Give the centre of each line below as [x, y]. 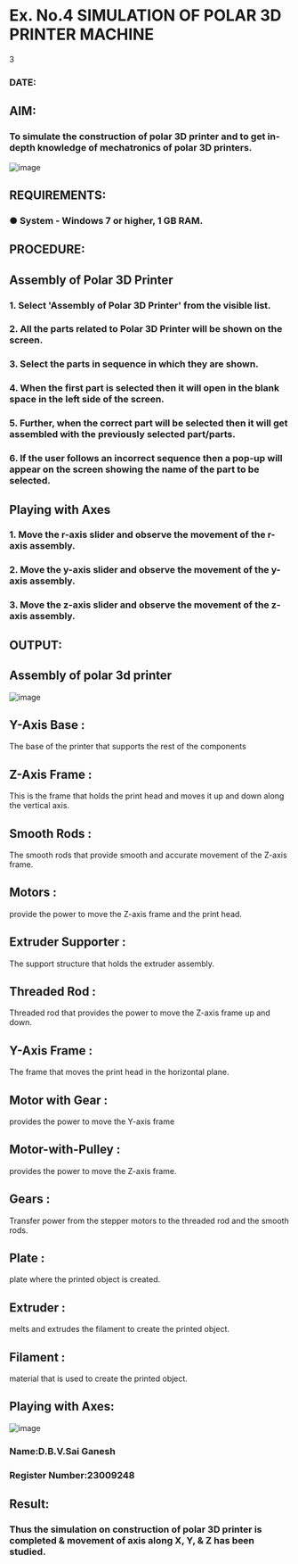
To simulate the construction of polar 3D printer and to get [137, 137]
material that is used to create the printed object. [99, 1378]
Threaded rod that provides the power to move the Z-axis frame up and [140, 1013]
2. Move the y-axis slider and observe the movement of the [139, 570]
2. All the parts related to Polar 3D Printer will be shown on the [146, 329]
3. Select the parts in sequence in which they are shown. [134, 364]
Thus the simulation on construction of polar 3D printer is [136, 1529]
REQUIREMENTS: [58, 195]
